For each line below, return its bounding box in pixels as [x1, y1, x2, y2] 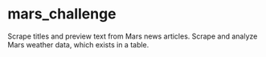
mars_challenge [7, 5, 117, 23]
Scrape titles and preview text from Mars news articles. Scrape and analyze [7, 31, 258, 41]
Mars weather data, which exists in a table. [7, 39, 149, 49]
